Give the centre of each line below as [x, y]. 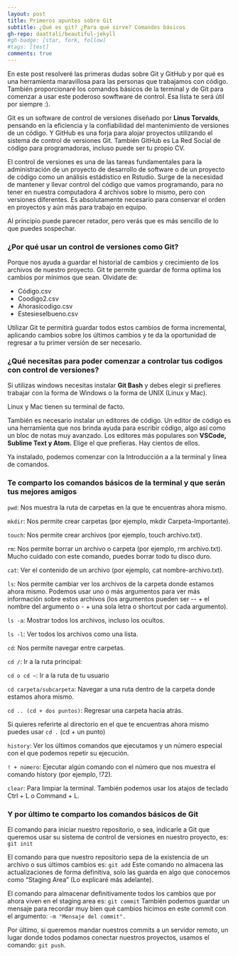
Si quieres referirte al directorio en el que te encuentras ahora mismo [108, 724]
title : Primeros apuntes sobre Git [60, 21]
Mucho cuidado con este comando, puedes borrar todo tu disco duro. [109, 556]
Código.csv [34, 291]
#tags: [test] [28, 47]
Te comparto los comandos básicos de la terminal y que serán [117, 483]
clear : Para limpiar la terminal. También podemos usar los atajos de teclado [118, 788]
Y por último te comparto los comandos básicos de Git [103, 814]
